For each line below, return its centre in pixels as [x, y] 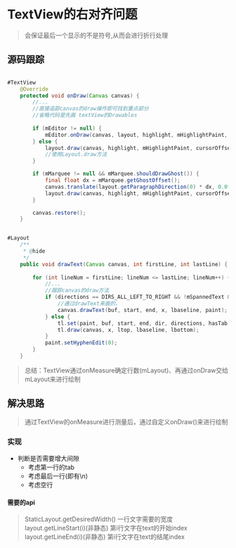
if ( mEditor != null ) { [67, 128]
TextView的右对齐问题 [72, 14]
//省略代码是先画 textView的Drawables [85, 116]
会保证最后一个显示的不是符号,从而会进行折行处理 [96, 35]
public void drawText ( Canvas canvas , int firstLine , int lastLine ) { [124, 264]
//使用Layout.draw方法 [76, 155]
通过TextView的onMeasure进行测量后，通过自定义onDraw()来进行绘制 [126, 422]
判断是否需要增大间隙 [48, 458]
